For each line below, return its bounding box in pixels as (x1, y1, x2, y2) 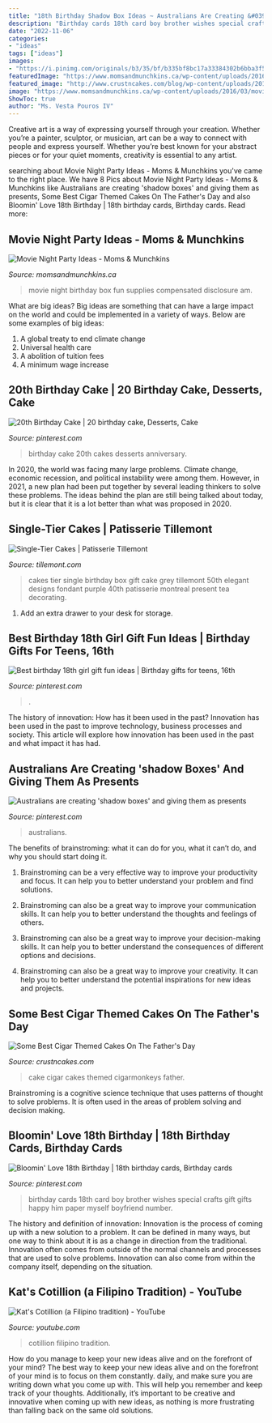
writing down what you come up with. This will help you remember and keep (8, 1379, 263, 1389)
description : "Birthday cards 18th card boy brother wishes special (8, 19, 244, 28)
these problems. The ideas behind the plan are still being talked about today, (8, 490, 264, 500)
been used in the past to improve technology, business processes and (8, 722, 243, 731)
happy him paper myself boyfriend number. (28, 1203, 173, 1212)
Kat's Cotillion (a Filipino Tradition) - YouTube (8, 1285, 243, 1299)
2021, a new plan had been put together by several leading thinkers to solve (8, 481, 261, 491)
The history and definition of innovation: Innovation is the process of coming (8, 1218, 263, 1228)
